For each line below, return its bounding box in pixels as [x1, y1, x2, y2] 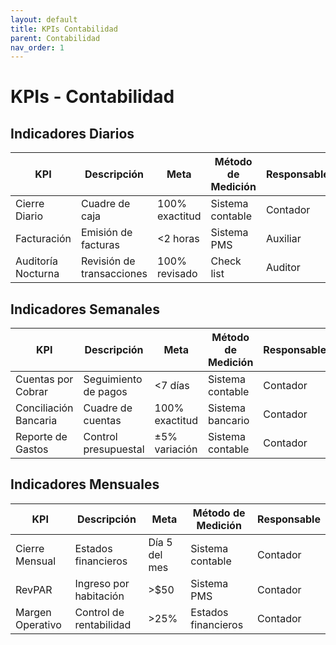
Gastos [15, 442, 49, 456]
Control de [74, 605, 125, 619]
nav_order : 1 [10, 42, 65, 53]
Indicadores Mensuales [10, 476, 160, 493]
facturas [80, 238, 120, 252]
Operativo [15, 617, 62, 631]
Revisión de [80, 254, 136, 268]
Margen [15, 605, 52, 619]
